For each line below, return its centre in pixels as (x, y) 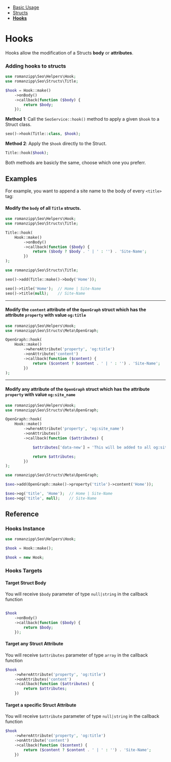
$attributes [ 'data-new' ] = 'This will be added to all (92, 447)
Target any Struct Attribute (34, 644)
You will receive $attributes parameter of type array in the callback (77, 655)
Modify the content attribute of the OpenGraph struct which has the (76, 309)
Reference (22, 514)
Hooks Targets (24, 571)
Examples (21, 178)
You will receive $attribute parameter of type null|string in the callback (82, 716)
